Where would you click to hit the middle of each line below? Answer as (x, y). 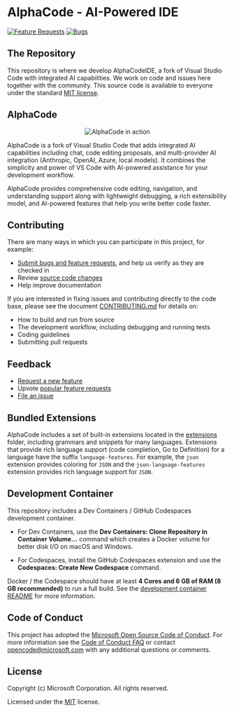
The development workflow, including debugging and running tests (114, 327)
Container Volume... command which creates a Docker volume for (114, 539)
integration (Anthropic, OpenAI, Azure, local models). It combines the (107, 160)
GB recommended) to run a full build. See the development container (107, 588)
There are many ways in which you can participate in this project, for (106, 242)
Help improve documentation (59, 285)
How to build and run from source (66, 320)
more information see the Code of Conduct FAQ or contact (92, 642)
